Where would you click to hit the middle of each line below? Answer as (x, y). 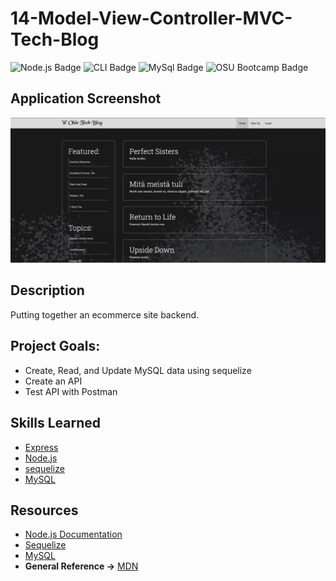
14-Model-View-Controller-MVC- (151, 18)
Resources (44, 510)
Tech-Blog (55, 39)
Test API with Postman (71, 391)
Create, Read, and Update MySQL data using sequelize (138, 370)
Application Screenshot (86, 98)
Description (47, 290)
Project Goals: (55, 346)
